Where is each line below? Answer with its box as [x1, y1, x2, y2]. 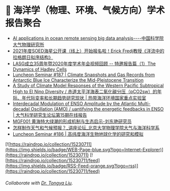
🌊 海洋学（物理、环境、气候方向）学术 [5, 5, 165, 16]
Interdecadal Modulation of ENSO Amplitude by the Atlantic [12, 100, 137, 107]
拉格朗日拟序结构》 [12, 54, 53, 60]
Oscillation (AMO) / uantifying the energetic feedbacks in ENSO [31, 106, 164, 112]
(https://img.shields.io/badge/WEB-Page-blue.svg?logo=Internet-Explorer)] [5, 146, 164, 152]
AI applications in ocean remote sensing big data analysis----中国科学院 [12, 35, 164, 41]
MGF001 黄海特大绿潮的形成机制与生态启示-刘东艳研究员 [12, 118, 132, 124]
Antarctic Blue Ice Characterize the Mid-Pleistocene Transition [12, 77, 144, 83]
